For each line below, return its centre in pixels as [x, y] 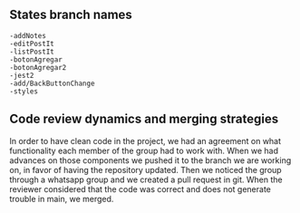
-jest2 [22, 75]
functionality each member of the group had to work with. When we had [144, 150]
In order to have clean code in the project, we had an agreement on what [145, 140]
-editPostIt [32, 44]
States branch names [71, 15]
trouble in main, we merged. [62, 198]
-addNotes [28, 35]
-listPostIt [32, 52]
